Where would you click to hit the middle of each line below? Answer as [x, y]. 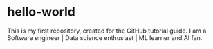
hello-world [41, 12]
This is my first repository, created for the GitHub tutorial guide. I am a [107, 31]
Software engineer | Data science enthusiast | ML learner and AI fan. [105, 37]
